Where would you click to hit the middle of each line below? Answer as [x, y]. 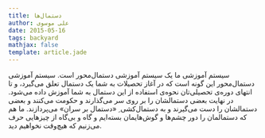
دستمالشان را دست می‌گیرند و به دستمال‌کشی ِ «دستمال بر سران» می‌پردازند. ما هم [132, 109]
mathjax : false [33, 45]
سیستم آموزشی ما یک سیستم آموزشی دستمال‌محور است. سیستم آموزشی [119, 75]
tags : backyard [33, 38]
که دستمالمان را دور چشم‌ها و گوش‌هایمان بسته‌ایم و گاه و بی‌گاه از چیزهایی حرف [128, 117]
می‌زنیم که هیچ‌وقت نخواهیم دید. [55, 125]
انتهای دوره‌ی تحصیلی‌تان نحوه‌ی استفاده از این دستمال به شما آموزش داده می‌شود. [131, 92]
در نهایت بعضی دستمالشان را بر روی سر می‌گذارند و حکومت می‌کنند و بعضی [121, 100]
